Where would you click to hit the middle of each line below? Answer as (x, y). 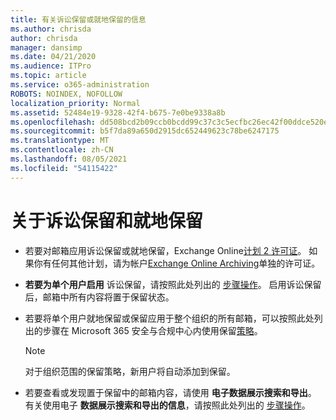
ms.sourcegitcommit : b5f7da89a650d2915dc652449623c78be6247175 (145, 131)
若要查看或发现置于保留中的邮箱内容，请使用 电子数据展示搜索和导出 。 (170, 392)
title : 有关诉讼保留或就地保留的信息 (78, 19)
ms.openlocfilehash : (53, 122)
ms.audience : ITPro (51, 66)
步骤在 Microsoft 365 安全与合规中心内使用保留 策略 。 (152, 330)
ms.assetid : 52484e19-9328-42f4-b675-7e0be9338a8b (118, 112)
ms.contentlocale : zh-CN (62, 150)
